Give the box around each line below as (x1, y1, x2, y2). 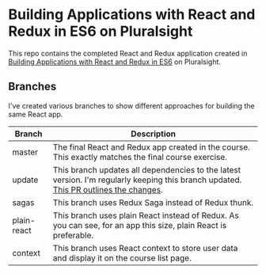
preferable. (52, 230, 94, 241)
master (12, 147, 38, 158)
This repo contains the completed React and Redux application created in (8, 48, 248, 58)
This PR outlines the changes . (52, 184, 164, 195)
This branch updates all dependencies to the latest (52, 164, 241, 175)
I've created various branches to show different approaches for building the (8, 101, 255, 110)
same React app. (8, 109, 63, 119)
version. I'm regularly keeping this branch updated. (52, 174, 242, 185)
